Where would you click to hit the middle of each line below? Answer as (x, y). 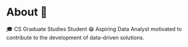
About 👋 (27, 12)
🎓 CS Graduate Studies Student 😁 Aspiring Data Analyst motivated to (94, 29)
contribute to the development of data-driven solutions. (75, 37)
